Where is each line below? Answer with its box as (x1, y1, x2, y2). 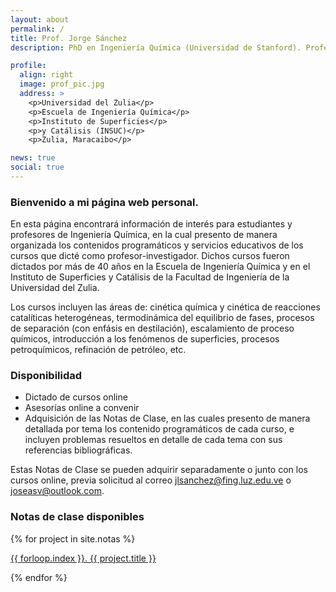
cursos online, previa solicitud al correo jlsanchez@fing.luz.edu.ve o (10, 474, 292, 486)
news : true (10, 153, 56, 163)
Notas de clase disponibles (10, 510, 145, 524)
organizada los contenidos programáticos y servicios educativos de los (10, 239, 304, 251)
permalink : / (10, 24, 65, 34)
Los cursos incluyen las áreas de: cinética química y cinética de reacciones (10, 301, 321, 313)
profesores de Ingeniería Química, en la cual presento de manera (10, 229, 278, 241)
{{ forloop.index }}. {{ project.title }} (10, 552, 157, 564)
